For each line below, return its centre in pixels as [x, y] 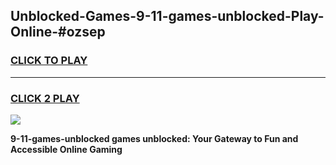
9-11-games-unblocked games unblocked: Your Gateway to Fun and [154, 138]
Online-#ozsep [58, 32]
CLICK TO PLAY [49, 61]
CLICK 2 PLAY [45, 98]
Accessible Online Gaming [66, 149]
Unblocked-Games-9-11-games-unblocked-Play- [167, 16]
